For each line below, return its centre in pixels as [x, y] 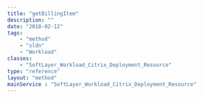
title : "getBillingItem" [43, 13]
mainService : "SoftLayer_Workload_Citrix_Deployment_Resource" [102, 84]
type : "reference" [34, 71]
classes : [20, 59]
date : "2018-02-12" [35, 26]
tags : [15, 33]
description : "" [30, 20]
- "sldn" [32, 46]
